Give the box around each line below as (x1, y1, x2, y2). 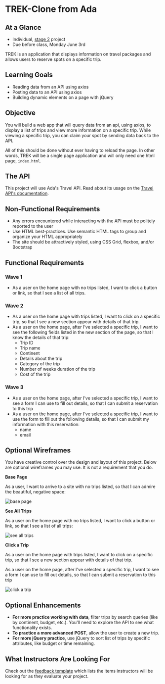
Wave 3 (5, 384, 24, 391)
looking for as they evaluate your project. (5, 673, 89, 679)
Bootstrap (12, 244, 33, 250)
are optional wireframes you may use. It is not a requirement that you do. (5, 464, 153, 471)
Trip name (19, 345, 41, 351)
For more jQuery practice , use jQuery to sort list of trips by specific (12, 635, 150, 641)
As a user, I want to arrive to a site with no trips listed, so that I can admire (5, 484, 156, 489)
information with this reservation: (12, 421, 80, 427)
